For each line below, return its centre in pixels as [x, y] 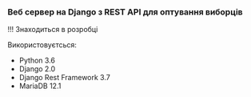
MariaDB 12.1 [40, 86]
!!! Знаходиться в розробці [53, 30]
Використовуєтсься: [42, 45]
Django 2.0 [37, 69]
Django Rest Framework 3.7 [65, 78]
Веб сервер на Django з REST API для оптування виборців [125, 12]
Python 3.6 [37, 61]
